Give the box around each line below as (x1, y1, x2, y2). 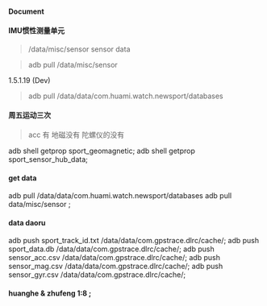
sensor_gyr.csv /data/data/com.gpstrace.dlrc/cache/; (8, 270, 186, 279)
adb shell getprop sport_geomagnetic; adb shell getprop (8, 146, 195, 155)
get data (8, 173, 37, 183)
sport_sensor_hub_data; (8, 155, 89, 164)
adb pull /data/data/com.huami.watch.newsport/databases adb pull (8, 191, 232, 201)
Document (8, 6, 44, 16)
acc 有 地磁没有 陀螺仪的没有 (27, 130, 125, 139)
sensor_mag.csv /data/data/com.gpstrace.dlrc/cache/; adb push (8, 262, 223, 271)
